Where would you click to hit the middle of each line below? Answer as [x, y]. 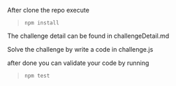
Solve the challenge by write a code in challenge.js [80, 49]
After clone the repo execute [48, 10]
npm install [42, 23]
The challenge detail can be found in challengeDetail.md [88, 36]
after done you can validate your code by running [78, 63]
